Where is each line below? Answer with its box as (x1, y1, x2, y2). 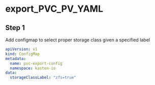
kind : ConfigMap (5, 51, 40, 56)
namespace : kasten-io (10, 66, 56, 71)
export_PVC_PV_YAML (5, 3, 104, 15)
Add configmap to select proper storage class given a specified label (5, 37, 150, 43)
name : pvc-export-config (10, 61, 63, 66)
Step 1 (5, 23, 25, 32)
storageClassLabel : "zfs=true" (10, 75, 76, 80)
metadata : (5, 56, 27, 61)
